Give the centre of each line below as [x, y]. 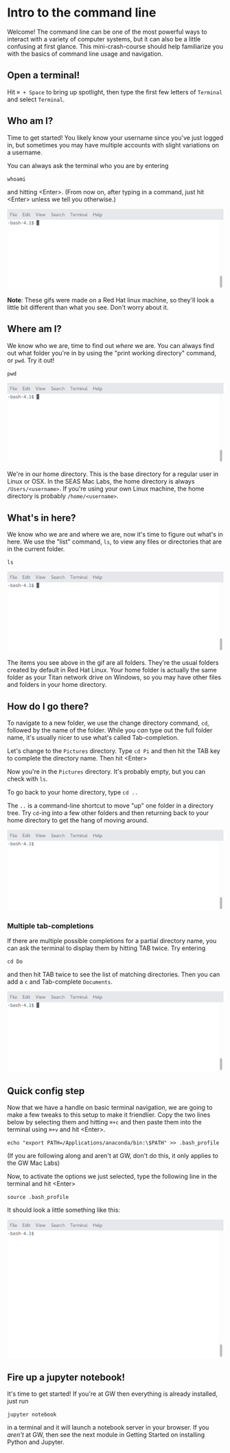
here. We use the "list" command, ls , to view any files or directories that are [114, 542]
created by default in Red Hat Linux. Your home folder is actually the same [112, 670]
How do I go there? [48, 707]
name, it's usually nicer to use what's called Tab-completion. [93, 738]
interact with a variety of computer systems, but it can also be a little [104, 39]
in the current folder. [36, 549]
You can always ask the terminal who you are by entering [88, 165]
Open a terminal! [44, 75]
